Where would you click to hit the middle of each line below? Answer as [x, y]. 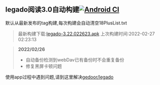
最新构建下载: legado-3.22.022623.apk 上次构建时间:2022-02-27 [86, 34]
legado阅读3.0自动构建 [42, 10]
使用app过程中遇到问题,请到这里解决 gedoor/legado [59, 77]
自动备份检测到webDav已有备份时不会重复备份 [75, 60]
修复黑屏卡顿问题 [44, 66]
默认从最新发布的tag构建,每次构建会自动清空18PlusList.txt [66, 23]
